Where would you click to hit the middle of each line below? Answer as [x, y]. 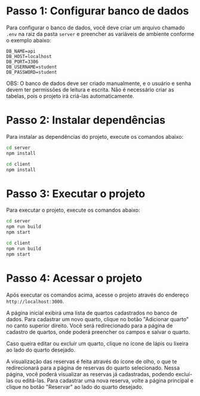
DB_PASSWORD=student [32, 72]
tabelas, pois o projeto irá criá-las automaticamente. [70, 96]
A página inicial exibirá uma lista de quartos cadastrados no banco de [92, 313]
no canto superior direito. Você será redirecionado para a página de [90, 325]
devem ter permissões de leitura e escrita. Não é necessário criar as [90, 89]
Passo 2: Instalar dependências [86, 120]
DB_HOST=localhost [29, 56]
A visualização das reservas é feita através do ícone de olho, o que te [92, 361]
